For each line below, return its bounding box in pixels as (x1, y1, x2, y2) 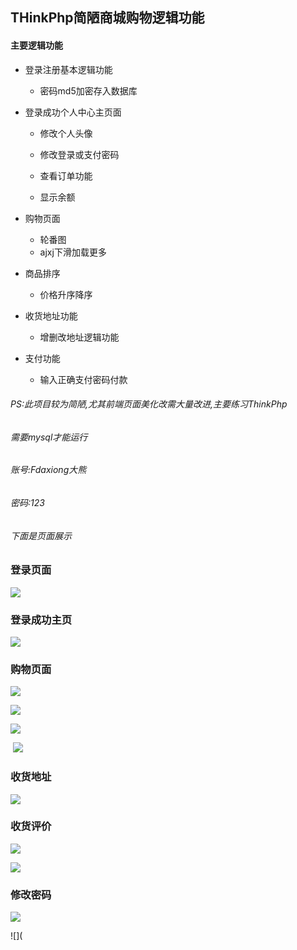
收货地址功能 (24, 309, 78, 322)
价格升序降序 (39, 288, 93, 300)
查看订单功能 (39, 169, 93, 182)
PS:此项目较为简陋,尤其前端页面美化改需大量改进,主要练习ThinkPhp (10, 398, 288, 410)
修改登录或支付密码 (39, 148, 120, 160)
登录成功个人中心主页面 (24, 106, 122, 118)
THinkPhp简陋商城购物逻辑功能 (10, 9, 205, 27)
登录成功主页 (10, 613, 73, 627)
